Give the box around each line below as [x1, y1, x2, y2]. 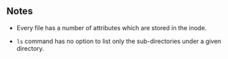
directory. [16, 44, 44, 52]
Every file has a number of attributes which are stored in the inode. [16, 23, 207, 32]
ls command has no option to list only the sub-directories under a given [16, 37, 222, 45]
